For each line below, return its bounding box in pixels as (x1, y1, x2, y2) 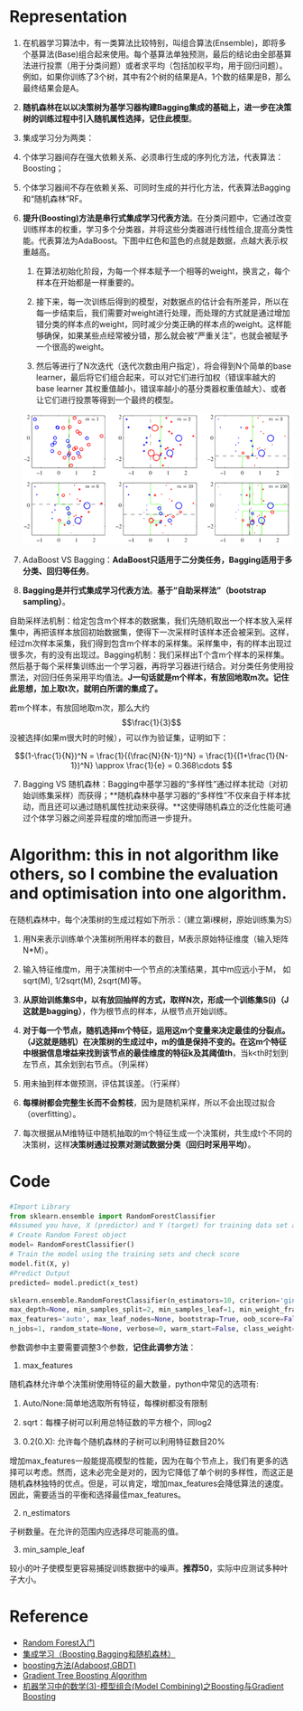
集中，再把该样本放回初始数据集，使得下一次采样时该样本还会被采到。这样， (9, 626, 294, 637)
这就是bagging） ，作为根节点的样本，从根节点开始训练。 (22, 1005, 233, 1016)
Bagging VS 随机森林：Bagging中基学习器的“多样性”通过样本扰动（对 (22, 778, 280, 789)
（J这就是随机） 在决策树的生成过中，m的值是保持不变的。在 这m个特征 (22, 1036, 287, 1047)
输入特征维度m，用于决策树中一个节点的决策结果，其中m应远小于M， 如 (22, 964, 291, 974)
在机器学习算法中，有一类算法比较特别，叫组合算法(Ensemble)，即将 (22, 37, 279, 48)
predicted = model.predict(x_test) (9, 1278, 140, 1287)
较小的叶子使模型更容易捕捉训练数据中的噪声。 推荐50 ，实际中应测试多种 (9, 1563, 281, 1574)
